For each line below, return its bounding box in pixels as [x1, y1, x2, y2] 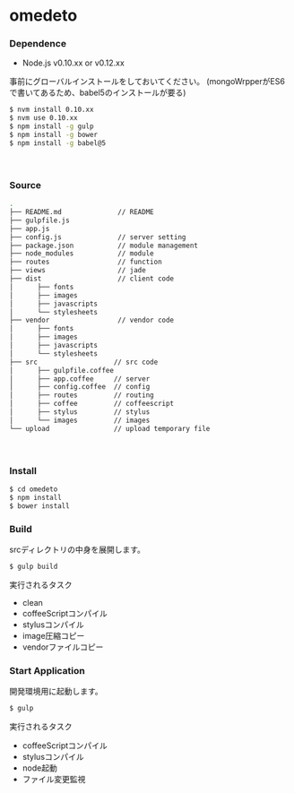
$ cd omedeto [9, 485, 58, 494]
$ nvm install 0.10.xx [9, 105, 94, 115]
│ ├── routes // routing [9, 391, 154, 400]
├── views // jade [9, 266, 146, 275]
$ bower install [9, 501, 70, 511]
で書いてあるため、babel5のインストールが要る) [9, 87, 186, 99]
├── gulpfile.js [9, 216, 70, 225]
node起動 [22, 763, 58, 773]
